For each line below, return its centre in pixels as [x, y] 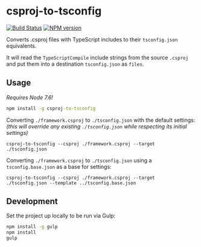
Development [32, 202]
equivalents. [21, 46]
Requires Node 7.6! [30, 97]
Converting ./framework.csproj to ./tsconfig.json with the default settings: [101, 120]
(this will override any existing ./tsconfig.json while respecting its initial [97, 126]
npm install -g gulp [32, 227]
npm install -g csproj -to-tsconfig [51, 108]
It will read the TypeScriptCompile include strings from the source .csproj [97, 57]
